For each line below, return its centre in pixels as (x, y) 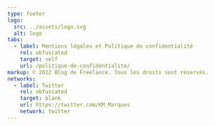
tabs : (15, 40)
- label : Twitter (39, 85)
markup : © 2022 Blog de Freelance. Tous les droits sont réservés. (108, 72)
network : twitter (45, 111)
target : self (39, 59)
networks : (22, 79)
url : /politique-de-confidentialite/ (75, 66)
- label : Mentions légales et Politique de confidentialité (103, 46)
